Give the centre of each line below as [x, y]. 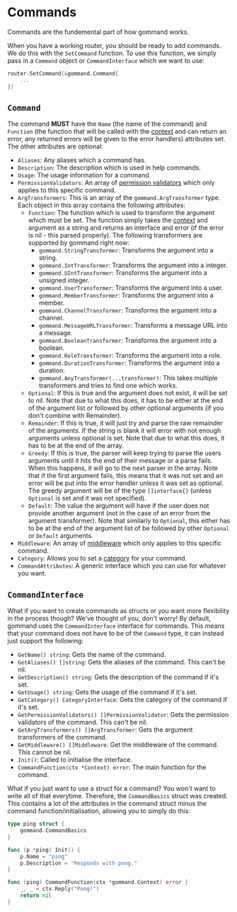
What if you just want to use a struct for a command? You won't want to [111, 788]
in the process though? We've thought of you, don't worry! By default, [109, 619]
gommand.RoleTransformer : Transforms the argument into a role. [130, 356]
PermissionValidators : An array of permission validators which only [116, 183]
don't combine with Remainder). [75, 416]
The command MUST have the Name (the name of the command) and [107, 124]
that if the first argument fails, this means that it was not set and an [126, 476]
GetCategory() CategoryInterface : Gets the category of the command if [122, 700]
